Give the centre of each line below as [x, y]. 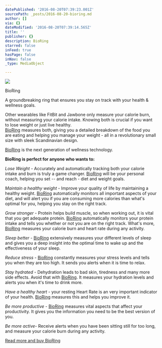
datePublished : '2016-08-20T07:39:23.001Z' [50, 9]
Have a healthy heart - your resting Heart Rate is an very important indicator [81, 292]
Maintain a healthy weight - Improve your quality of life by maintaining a [77, 188]
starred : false [20, 46]
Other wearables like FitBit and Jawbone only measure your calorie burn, [78, 115]
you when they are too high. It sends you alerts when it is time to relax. [75, 263]
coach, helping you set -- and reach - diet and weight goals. [65, 179]
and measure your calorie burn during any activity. [55, 331]
